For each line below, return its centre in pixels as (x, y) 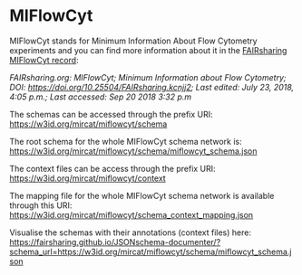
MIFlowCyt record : (44, 60)
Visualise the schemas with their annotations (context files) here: (131, 232)
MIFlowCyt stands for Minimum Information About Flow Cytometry (133, 41)
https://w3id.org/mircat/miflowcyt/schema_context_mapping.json (132, 214)
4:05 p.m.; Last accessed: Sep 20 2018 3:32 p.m (101, 97)
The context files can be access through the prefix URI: (112, 168)
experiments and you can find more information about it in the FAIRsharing (148, 50)
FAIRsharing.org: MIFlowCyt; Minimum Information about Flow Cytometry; (148, 77)
